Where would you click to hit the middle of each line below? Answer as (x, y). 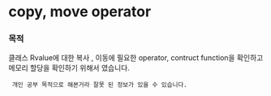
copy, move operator (80, 12)
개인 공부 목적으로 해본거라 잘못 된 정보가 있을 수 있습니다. (100, 85)
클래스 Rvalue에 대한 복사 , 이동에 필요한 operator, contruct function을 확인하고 (136, 58)
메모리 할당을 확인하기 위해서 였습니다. (69, 68)
